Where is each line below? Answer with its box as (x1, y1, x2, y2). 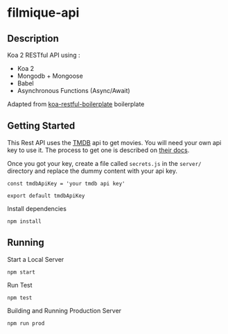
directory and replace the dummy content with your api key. (7, 167, 178, 175)
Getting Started (7, 120, 76, 132)
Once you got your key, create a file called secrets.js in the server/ (7, 159, 202, 167)
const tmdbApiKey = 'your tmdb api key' (7, 180, 126, 187)
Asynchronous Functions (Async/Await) (17, 87, 130, 94)
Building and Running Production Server (7, 306, 122, 315)
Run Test (7, 281, 33, 289)
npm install (7, 217, 42, 225)
